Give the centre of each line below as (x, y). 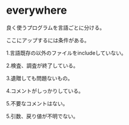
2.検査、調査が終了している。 (43, 65)
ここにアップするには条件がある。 (48, 40)
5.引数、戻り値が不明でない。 (42, 116)
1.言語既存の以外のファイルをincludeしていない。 (66, 53)
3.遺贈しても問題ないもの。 (40, 78)
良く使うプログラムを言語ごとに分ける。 (56, 27)
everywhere (37, 10)
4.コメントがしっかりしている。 (45, 90)
